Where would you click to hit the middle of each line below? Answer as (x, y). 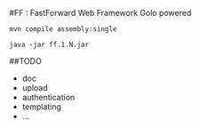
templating (42, 107)
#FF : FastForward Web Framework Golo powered (100, 13)
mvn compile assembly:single (63, 29)
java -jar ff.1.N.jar (49, 44)
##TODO (25, 61)
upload (35, 88)
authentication (48, 97)
